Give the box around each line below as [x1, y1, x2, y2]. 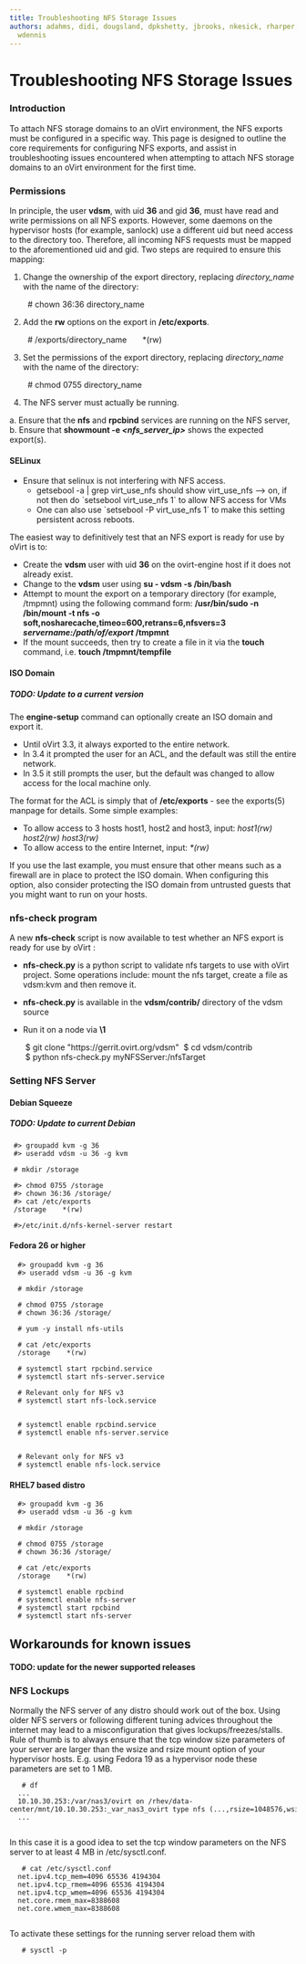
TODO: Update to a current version [9, 688, 144, 699]
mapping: [9, 254, 46, 265]
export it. [9, 720, 44, 731]
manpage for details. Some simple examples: [9, 804, 178, 815]
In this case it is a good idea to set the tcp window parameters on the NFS [9, 1837, 287, 1848]
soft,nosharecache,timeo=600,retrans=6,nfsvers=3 [22, 617, 226, 628]
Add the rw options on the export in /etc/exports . [22, 317, 209, 328]
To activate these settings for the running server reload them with [9, 1928, 256, 1939]
